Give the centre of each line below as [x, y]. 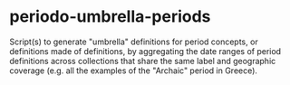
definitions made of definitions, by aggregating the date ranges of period [145, 51]
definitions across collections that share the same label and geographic [143, 61]
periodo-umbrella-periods [110, 17]
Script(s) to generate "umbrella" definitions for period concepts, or [134, 42]
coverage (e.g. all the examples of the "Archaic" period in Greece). [134, 71]
